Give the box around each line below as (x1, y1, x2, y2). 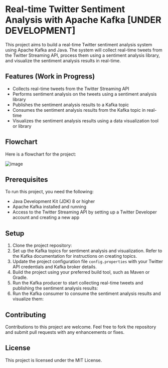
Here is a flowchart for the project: (5, 151, 76, 157)
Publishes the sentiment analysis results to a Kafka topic (12, 102, 129, 108)
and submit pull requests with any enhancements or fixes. (5, 329, 124, 335)
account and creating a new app (12, 214, 80, 220)
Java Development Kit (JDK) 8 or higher (12, 198, 95, 204)
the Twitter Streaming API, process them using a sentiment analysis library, (5, 52, 160, 58)
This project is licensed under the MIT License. (5, 357, 102, 363)
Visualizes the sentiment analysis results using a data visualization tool (12, 117, 159, 124)
